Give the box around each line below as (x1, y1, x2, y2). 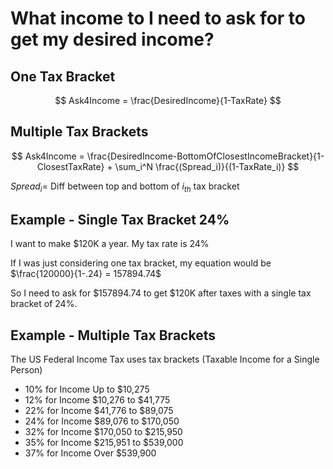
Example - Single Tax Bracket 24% (10, 212, 230, 228)
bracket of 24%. (10, 298, 78, 310)
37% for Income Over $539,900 (24, 447, 157, 459)
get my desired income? (10, 28, 215, 51)
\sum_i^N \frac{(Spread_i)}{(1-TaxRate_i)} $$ (114, 160, 300, 172)
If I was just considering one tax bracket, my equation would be (10, 257, 272, 269)
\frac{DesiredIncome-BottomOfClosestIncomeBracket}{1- (86, 150, 325, 162)
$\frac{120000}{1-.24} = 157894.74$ (10, 268, 162, 280)
